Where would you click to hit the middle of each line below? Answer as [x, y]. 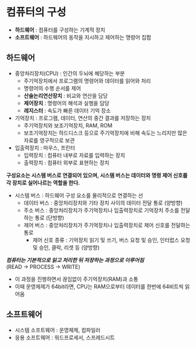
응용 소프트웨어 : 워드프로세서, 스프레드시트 [65, 337]
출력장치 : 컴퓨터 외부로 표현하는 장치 [67, 162]
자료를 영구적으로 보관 [49, 140]
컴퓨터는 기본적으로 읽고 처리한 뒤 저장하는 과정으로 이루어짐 [75, 260]
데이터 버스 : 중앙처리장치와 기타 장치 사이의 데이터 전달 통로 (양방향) [103, 202]
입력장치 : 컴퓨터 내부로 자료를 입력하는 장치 [74, 155]
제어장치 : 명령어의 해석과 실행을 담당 [67, 103]
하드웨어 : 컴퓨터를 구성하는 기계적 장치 [60, 30]
